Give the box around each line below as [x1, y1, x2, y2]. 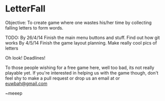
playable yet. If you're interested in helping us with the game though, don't [5, 69, 158, 75]
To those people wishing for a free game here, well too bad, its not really [5, 64, 154, 70]
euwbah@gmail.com [5, 80, 47, 86]
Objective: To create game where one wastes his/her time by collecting [5, 19, 152, 25]
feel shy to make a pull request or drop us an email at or [5, 75, 120, 81]
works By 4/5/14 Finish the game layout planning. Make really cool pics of [5, 39, 157, 45]
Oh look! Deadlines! [5, 54, 46, 60]
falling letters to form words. [5, 24, 63, 30]
